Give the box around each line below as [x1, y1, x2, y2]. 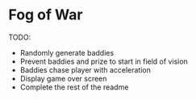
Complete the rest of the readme [19, 82, 129, 92]
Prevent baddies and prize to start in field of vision [19, 56, 188, 66]
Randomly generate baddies [19, 48, 115, 57]
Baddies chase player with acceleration [19, 65, 152, 74]
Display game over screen [19, 73, 107, 83]
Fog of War [8, 6, 83, 24]
